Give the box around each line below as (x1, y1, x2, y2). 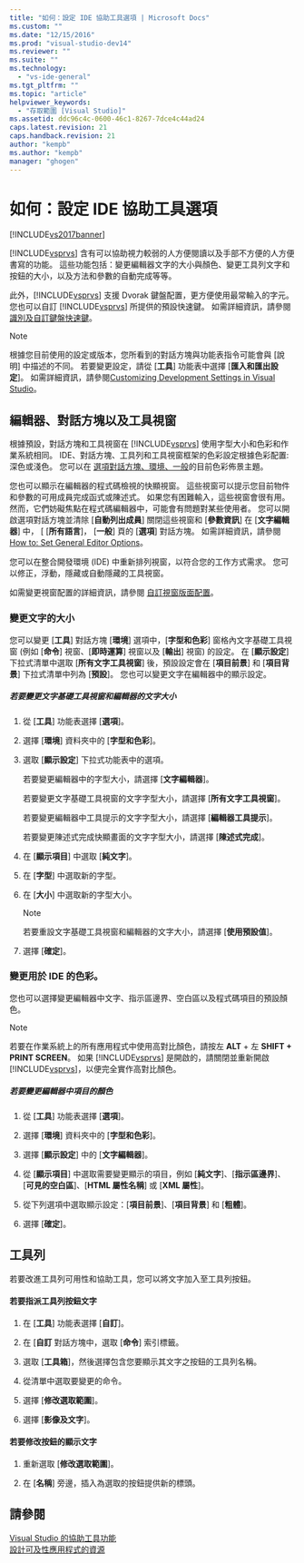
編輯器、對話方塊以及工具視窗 (9, 412, 177, 428)
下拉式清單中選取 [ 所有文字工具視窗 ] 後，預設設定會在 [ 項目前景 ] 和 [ (9, 657, 266, 668)
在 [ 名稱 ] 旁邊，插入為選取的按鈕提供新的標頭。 (22, 1478, 201, 1489)
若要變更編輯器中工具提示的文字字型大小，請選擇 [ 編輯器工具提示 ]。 (22, 811, 278, 822)
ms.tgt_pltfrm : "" (9, 81, 79, 90)
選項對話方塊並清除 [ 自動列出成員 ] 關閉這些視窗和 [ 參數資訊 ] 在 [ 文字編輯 (16, 515, 290, 526)
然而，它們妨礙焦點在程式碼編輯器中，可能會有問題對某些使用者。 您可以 (9, 503, 282, 514)
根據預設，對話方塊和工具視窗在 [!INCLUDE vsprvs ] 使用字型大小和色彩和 (9, 438, 281, 449)
